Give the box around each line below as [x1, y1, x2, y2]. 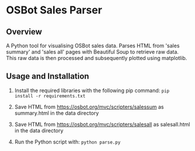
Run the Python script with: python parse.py [14, 138, 121, 145]
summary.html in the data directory [14, 109, 99, 117]
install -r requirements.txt [14, 93, 86, 99]
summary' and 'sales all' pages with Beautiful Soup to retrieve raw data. [6, 48, 179, 55]
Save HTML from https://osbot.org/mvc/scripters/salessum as [14, 103, 164, 110]
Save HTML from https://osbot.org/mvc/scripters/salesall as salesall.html [14, 121, 190, 128]
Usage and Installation [6, 71, 89, 82]
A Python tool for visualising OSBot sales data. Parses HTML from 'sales [6, 42, 180, 49]
